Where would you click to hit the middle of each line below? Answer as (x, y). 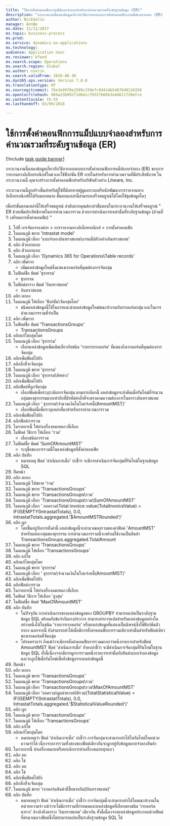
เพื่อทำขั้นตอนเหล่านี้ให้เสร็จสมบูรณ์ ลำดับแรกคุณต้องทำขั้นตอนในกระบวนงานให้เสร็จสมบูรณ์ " (83, 206)
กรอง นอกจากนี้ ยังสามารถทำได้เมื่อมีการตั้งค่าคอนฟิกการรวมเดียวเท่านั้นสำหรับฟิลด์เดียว (93, 630)
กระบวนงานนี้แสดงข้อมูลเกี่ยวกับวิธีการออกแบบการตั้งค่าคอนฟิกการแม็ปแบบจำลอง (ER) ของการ (85, 169)
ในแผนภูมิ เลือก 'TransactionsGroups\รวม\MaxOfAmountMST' (74, 687)
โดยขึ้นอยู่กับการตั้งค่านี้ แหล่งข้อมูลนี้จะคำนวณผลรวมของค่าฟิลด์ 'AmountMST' (88, 528)
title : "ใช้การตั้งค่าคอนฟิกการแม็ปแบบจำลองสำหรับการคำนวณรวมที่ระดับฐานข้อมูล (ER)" (74, 10)
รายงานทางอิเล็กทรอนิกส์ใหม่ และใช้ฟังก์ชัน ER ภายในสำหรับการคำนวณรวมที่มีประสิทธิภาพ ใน (84, 175)
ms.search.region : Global (33, 66)
